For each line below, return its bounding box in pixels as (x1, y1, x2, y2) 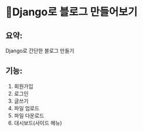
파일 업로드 (13, 104, 40, 111)
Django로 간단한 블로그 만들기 (5, 48, 74, 54)
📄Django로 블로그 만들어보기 (5, 5, 138, 19)
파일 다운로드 (13, 112, 45, 119)
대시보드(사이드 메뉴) (13, 119, 62, 126)
